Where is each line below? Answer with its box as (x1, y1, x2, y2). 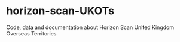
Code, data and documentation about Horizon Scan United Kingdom (6, 24, 175, 31)
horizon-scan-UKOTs (6, 4, 115, 18)
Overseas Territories (6, 30, 57, 37)
